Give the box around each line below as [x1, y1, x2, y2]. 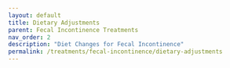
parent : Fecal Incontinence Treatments [8, 26, 139, 34]
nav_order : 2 [8, 33, 51, 41]
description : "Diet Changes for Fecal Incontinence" [8, 41, 184, 48]
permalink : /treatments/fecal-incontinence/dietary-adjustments [8, 48, 223, 55]
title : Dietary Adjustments [8, 19, 100, 27]
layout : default [8, 11, 61, 20]
